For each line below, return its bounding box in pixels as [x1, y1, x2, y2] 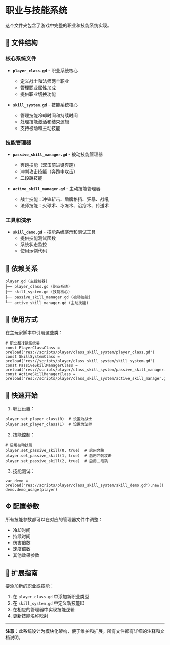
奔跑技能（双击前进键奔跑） [20, 162, 78, 168]
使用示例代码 [20, 248, 47, 254]
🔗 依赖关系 [5, 264, 38, 273]
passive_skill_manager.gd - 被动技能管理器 [12, 151, 103, 157]
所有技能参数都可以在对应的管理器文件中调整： [5, 517, 103, 523]
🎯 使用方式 [5, 315, 38, 324]
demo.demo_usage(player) [5, 487, 58, 492]
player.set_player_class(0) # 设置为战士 [5, 416, 93, 421]
